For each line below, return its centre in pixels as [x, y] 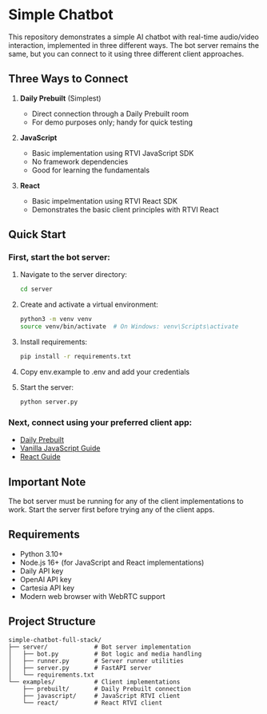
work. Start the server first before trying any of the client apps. [112, 510]
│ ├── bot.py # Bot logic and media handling [105, 654]
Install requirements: [54, 342]
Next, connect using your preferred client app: [100, 422]
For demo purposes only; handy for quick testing [112, 122]
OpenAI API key [46, 579]
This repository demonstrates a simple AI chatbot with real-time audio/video [134, 37]
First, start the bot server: [59, 257]
